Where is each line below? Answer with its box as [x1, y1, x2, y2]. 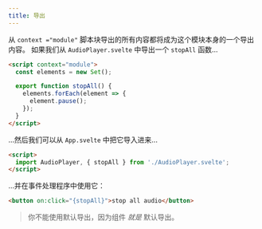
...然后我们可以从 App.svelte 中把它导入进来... [8, 135, 158, 144]
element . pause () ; [29, 97, 88, 105]
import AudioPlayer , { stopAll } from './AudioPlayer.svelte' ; [15, 158, 229, 166]
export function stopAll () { [15, 82, 112, 90]
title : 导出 [8, 11, 45, 20]
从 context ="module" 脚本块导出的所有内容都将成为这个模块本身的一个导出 [8, 34, 255, 44]
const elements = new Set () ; [15, 68, 112, 76]
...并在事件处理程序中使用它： [8, 181, 106, 191]
